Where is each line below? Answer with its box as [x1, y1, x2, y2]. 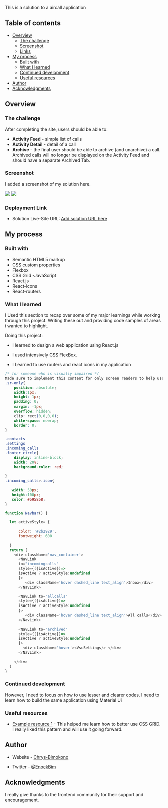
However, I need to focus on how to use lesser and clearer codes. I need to [5, 692, 160, 698]
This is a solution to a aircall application [5, 5, 86, 10]
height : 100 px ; [11, 492, 41, 497]
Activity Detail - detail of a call [12, 141, 76, 147]
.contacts [5, 436, 26, 442]
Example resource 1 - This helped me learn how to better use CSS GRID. [12, 721, 161, 727]
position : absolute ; [14, 385, 57, 390]
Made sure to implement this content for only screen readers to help [5, 376, 155, 381]
